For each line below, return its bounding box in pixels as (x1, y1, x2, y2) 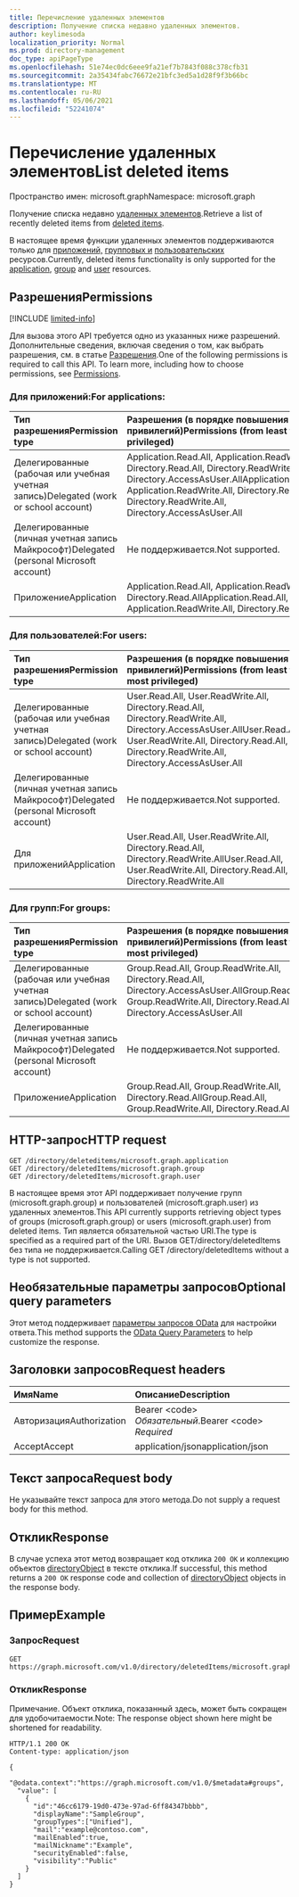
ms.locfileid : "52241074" (9, 104, 105, 113)
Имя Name (13, 1389, 60, 1401)
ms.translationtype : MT (9, 79, 98, 88)
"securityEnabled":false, (32, 1848, 129, 1858)
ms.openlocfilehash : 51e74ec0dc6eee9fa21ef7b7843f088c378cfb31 (9, 63, 249, 72)
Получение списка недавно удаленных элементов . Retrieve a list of (9, 209, 263, 219)
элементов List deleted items (9, 161, 230, 182)
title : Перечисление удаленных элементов (9, 12, 166, 22)
